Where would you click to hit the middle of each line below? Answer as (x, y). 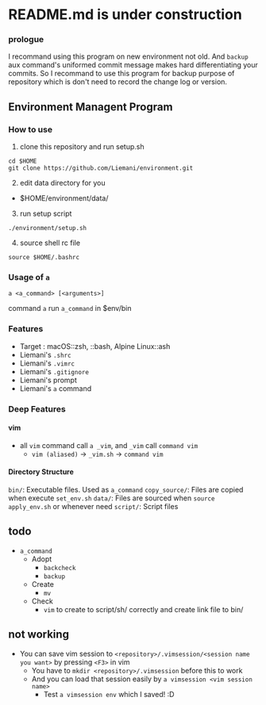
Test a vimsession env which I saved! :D (109, 694)
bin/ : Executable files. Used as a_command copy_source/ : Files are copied (126, 490)
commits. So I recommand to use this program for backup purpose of (121, 74)
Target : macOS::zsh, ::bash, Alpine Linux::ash (95, 346)
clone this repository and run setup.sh (82, 147)
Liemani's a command (56, 388)
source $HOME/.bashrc (44, 258)
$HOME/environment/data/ (64, 198)
